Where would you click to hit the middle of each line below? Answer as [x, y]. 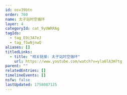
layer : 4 [14, 24]
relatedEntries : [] [26, 71]
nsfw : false [18, 80]
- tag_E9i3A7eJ [26, 38]
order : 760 [17, 15]
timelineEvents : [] [26, 75]
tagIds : [13, 33]
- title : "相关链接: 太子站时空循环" [45, 57]
